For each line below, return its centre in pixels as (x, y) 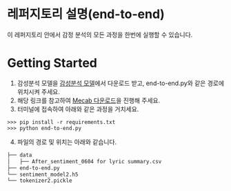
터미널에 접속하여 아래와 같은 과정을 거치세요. (78, 109)
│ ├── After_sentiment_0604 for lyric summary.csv (84, 161)
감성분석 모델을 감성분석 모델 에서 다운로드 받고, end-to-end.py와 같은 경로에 (121, 83)
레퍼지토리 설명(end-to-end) (86, 14)
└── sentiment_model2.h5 (43, 174)
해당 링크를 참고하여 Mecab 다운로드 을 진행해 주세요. (89, 100)
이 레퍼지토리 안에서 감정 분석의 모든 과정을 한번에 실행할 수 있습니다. (100, 35)
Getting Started (52, 63)
